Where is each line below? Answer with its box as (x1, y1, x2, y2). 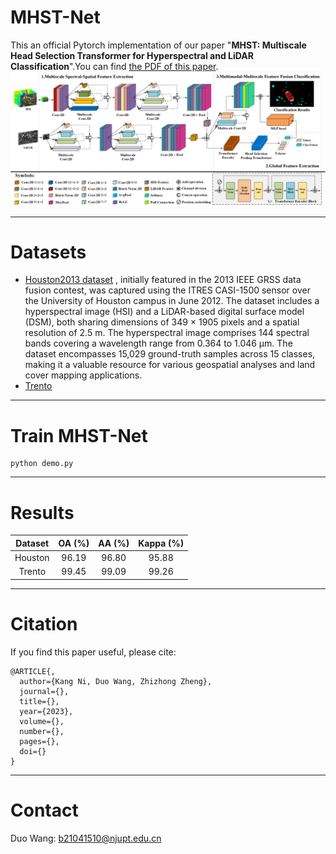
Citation (10, 613, 78, 636)
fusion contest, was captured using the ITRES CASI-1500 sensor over (24, 284, 311, 296)
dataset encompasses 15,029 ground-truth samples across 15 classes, (24, 348, 316, 360)
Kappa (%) (138, 537, 185, 549)
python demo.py (10, 459, 74, 469)
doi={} (19, 746, 47, 756)
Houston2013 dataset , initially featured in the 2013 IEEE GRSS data (24, 274, 302, 286)
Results (10, 501, 75, 524)
